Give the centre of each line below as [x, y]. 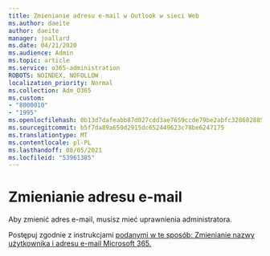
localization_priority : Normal [61, 83]
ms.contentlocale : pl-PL [50, 142]
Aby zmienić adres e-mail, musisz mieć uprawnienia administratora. [121, 219]
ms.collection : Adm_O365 [50, 90]
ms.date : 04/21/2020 [43, 46]
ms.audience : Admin [41, 53]
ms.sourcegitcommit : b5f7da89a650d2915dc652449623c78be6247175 [117, 128]
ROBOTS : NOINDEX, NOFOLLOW [53, 75]
